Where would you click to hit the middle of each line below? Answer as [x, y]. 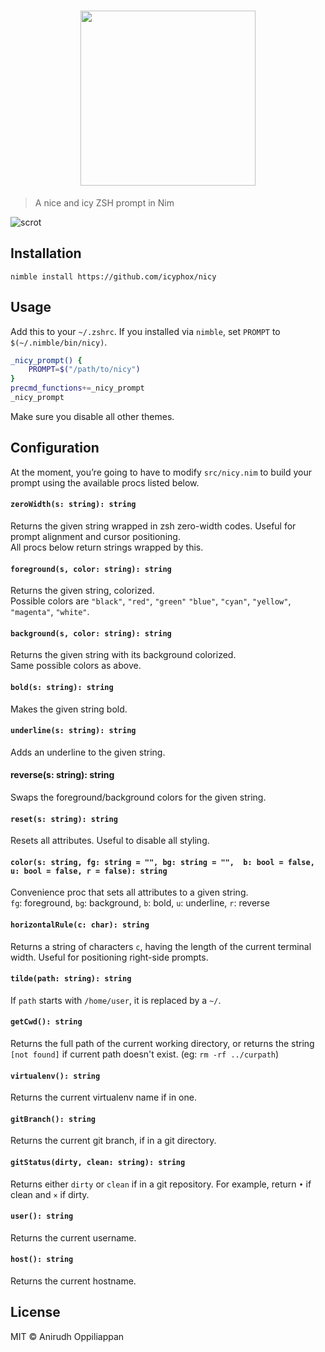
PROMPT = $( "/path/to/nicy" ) [84, 370]
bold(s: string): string [62, 687]
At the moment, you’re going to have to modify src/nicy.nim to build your [161, 472]
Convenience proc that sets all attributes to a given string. [129, 892]
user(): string [42, 1216]
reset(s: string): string [64, 819]
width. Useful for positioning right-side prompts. [109, 957]
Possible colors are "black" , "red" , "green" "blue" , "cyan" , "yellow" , [151, 601]
